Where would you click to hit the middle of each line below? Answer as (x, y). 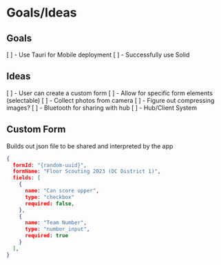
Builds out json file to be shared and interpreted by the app (90, 146)
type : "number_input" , (57, 229)
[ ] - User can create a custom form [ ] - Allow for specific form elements (109, 93)
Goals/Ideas (42, 13)
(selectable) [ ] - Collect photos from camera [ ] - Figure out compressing (110, 100)
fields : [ (27, 178)
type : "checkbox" (50, 197)
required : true (46, 236)
